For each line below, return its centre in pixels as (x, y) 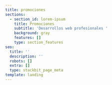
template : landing (24, 75)
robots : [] (21, 61)
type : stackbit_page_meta (37, 70)
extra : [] (20, 65)
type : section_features (39, 42)
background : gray (32, 33)
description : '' (26, 56)
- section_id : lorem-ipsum (38, 19)
